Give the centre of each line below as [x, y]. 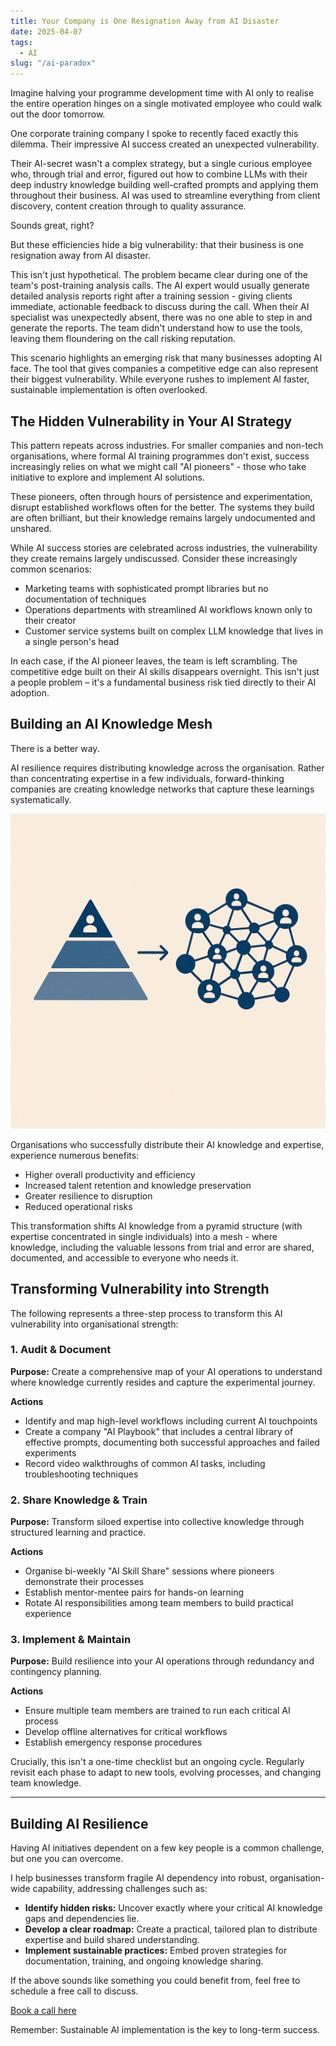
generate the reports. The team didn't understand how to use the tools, [156, 328]
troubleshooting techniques [81, 1474]
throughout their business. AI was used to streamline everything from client [165, 196]
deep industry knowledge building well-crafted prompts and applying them [164, 185]
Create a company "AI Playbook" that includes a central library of [159, 1431]
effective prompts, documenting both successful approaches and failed [172, 1442]
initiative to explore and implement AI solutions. [107, 477]
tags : [21, 42]
